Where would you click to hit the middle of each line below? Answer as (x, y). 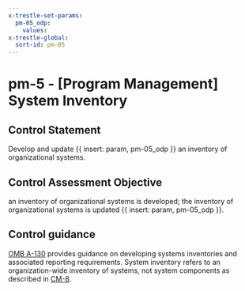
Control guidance (52, 234)
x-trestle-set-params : (45, 15)
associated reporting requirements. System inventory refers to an (115, 262)
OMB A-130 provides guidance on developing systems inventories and (122, 253)
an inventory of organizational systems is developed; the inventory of (121, 201)
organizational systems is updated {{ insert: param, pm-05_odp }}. (116, 210)
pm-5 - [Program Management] (113, 84)
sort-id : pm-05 (40, 45)
